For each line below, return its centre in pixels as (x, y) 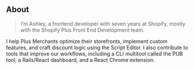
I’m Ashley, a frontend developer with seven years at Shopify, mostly (103, 23)
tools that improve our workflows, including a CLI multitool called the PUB (94, 54)
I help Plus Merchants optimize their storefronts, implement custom (87, 41)
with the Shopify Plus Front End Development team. (82, 30)
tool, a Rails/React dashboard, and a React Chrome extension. (80, 60)
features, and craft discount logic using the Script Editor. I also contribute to (97, 47)
